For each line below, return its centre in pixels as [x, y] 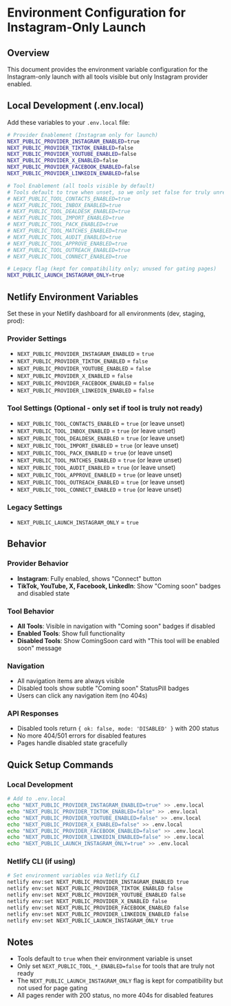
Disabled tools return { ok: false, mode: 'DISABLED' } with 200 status [118, 729]
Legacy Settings [35, 507]
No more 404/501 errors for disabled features [81, 736]
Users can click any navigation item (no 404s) [82, 696]
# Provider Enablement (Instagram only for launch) [82, 135]
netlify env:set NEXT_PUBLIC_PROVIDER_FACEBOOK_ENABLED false [98, 908]
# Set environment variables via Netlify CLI [73, 876]
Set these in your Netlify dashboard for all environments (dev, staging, [106, 313]
